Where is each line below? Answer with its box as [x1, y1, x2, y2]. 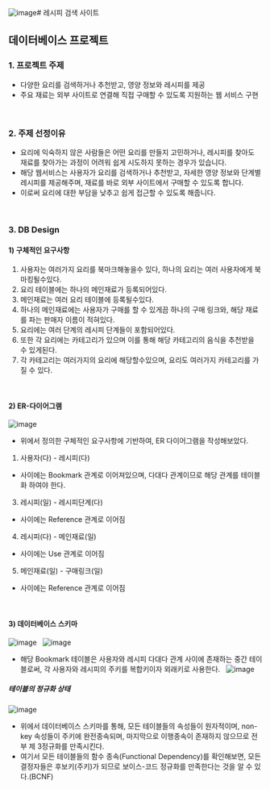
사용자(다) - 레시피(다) [19, 453, 90, 463]
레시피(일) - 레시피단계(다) [19, 498, 103, 507]
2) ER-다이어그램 [8, 401, 63, 411]
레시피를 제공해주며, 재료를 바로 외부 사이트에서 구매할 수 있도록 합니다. [19, 177, 244, 187]
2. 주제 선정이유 [8, 127, 66, 139]
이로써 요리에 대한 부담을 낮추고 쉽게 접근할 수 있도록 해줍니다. [19, 187, 216, 197]
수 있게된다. [19, 345, 58, 355]
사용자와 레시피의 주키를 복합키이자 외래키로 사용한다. [52, 664, 221, 674]
